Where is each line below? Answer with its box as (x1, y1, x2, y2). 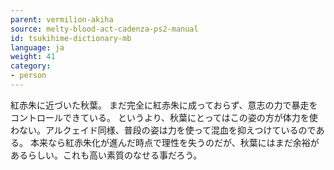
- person (10, 71, 47, 81)
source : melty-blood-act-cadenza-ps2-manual (10, 24, 199, 34)
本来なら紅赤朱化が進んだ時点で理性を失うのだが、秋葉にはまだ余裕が (29, 136, 320, 148)
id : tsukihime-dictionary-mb (10, 33, 132, 43)
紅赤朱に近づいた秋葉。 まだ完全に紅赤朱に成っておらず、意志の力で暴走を (10, 99, 318, 111)
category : (10, 61, 52, 71)
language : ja (10, 42, 65, 53)
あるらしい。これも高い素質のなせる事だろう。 (10, 149, 203, 161)
